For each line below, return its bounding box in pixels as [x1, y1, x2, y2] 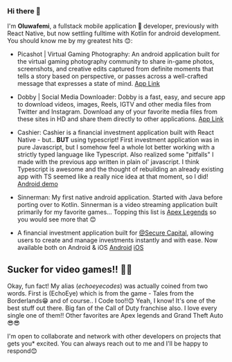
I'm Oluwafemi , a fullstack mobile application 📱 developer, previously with [7, 22, 219, 30]
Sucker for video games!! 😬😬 [7, 263, 133, 275]
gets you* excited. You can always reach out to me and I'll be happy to [7, 339, 208, 348]
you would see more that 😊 [17, 215, 97, 224]
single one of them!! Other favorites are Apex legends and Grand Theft [7, 311, 208, 320]
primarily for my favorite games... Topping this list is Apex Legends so [17, 208, 217, 217]
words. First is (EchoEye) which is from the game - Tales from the [7, 289, 194, 298]
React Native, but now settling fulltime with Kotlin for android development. [7, 29, 221, 37]
